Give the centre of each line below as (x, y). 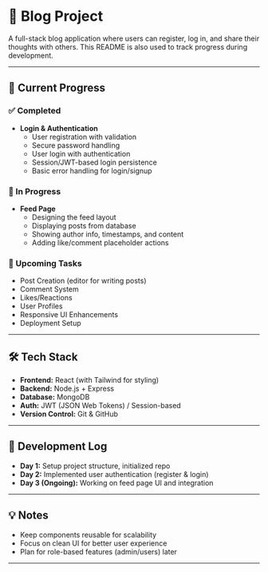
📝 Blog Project (56, 16)
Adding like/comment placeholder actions (100, 242)
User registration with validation (84, 137)
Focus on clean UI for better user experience (93, 543)
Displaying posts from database (84, 225)
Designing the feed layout (74, 217)
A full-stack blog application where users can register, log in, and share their (134, 38)
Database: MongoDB (55, 397)
